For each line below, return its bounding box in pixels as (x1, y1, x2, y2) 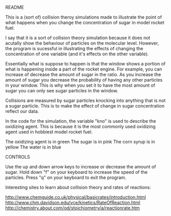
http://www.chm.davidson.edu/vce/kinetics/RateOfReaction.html (5, 200, 140, 205)
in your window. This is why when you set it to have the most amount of (5, 82, 155, 88)
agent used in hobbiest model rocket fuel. (5, 129, 93, 135)
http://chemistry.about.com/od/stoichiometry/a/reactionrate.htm (5, 205, 140, 211)
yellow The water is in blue (5, 144, 62, 150)
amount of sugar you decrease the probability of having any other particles (5, 77, 163, 83)
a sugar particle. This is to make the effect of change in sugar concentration (5, 103, 164, 109)
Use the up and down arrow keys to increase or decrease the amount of (5, 164, 156, 169)
